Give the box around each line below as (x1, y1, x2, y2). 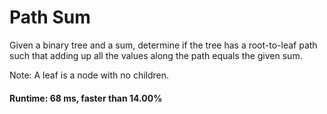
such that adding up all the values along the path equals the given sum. (9, 49, 303, 61)
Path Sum (9, 6, 91, 29)
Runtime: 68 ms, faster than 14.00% (9, 92, 163, 104)
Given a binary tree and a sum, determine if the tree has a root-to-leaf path (9, 39, 318, 51)
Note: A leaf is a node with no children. (9, 69, 170, 81)
